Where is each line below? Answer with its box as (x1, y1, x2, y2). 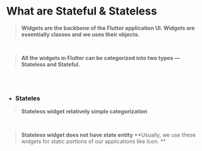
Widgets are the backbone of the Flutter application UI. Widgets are (21, 24, 195, 32)
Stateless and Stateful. (21, 61, 81, 68)
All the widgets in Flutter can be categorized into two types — (21, 54, 180, 61)
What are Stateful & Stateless (6, 4, 158, 18)
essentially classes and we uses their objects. (21, 30, 140, 38)
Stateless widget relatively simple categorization (21, 108, 147, 115)
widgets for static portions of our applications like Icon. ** (21, 138, 166, 145)
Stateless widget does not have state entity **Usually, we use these (21, 132, 196, 139)
